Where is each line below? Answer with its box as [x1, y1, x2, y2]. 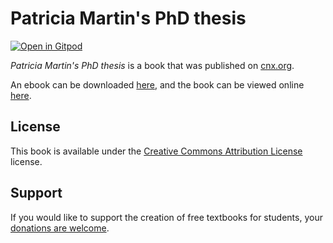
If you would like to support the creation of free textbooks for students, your [10, 211, 323, 223]
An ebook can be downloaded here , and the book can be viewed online [10, 78, 305, 91]
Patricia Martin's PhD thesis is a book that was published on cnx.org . [10, 59, 295, 71]
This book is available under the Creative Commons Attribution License [10, 145, 303, 157]
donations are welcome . [10, 222, 110, 234]
